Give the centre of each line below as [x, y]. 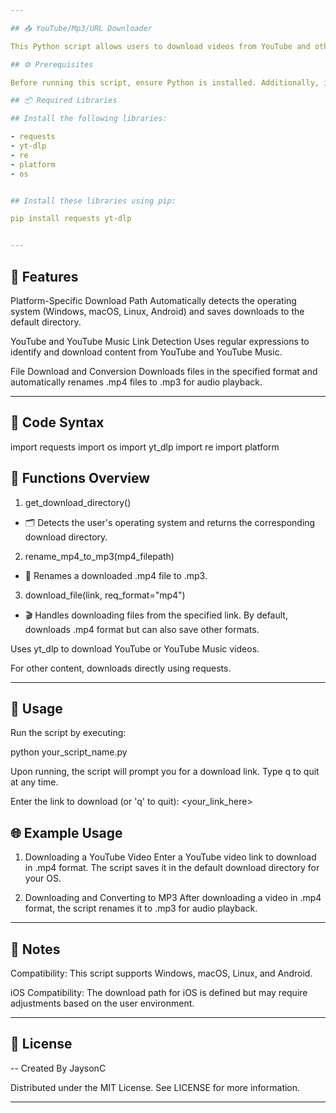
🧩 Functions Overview [80, 478]
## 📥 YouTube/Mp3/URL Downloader [81, 28]
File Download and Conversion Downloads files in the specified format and [164, 371]
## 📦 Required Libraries [64, 101]
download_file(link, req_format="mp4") [105, 595]
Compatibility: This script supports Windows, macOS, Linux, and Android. [161, 973]
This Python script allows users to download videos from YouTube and [160, 46]
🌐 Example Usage [66, 832]
